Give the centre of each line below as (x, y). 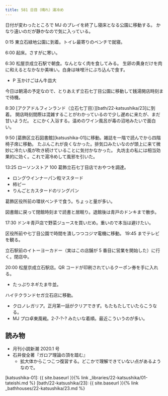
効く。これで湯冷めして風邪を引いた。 (58, 156)
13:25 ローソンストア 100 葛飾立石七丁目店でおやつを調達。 (67, 167)
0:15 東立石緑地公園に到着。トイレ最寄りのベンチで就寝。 (65, 42)
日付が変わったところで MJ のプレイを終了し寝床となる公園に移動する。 (80, 25)
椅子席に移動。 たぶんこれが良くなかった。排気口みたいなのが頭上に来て (81, 144)
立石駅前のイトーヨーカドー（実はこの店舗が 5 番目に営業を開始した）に (80, 250)
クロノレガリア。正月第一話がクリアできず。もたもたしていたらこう (82, 306)
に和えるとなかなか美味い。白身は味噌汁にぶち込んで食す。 (67, 70)
